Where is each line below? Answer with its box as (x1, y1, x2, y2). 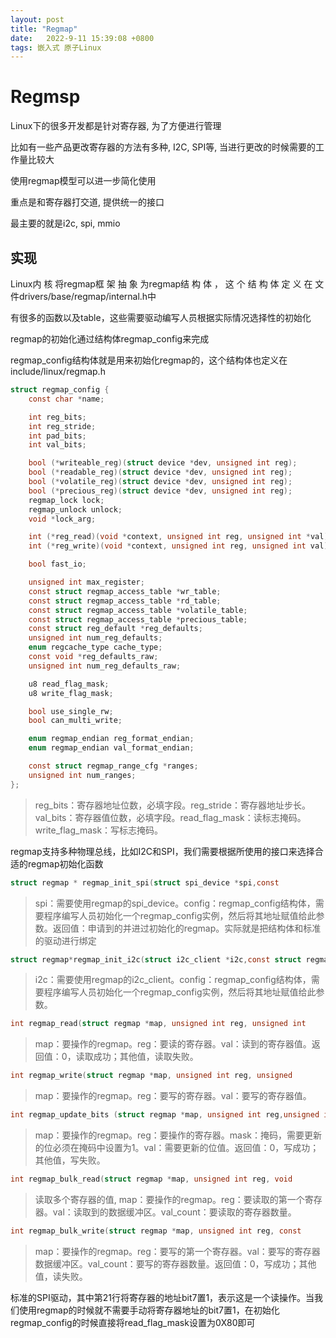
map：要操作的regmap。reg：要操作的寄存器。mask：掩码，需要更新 (34, 1129, 322, 1141)
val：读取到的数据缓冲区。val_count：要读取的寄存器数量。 (52, 1206, 297, 1218)
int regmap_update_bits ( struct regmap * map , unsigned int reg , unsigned (10, 1110, 320, 1120)
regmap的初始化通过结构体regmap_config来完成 (10, 333, 210, 345)
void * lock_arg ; (28, 514, 97, 524)
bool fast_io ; (28, 559, 87, 570)
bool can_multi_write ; (28, 716, 123, 726)
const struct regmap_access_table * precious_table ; (28, 614, 248, 625)
